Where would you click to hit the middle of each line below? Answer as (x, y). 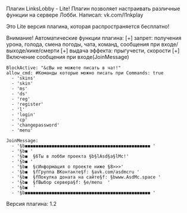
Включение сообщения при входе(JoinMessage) (68, 57)
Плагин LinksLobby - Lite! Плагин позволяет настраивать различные (93, 9)
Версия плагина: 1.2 (31, 204)
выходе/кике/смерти (33, 51)
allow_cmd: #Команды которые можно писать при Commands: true (85, 73)
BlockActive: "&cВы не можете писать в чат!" (63, 68)
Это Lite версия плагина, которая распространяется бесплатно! (88, 26)
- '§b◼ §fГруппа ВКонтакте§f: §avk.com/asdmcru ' (76, 172)
